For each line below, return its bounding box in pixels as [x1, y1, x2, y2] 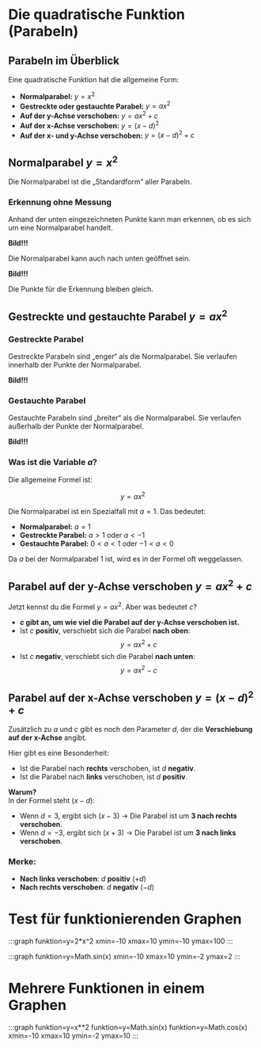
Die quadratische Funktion [8, 6, 186, 24]
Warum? [8, 787, 37, 797]
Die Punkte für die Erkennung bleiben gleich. [8, 284, 154, 294]
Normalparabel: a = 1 [19, 522, 91, 532]
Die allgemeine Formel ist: [8, 474, 93, 484]
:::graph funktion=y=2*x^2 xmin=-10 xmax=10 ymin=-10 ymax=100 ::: [8, 936, 233, 946]
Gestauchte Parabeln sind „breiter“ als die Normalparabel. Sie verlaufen [8, 413, 241, 423]
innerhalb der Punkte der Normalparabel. [8, 360, 142, 370]
